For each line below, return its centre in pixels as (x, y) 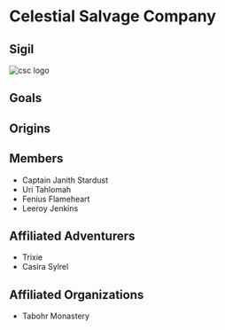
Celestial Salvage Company (113, 16)
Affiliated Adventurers (72, 236)
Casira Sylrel (45, 267)
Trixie (32, 257)
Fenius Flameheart (56, 199)
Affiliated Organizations (77, 295)
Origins (30, 128)
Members (36, 158)
